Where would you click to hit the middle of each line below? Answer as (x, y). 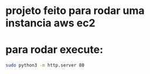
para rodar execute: (54, 50)
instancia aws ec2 (50, 23)
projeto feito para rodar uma (75, 11)
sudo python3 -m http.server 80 (45, 65)
